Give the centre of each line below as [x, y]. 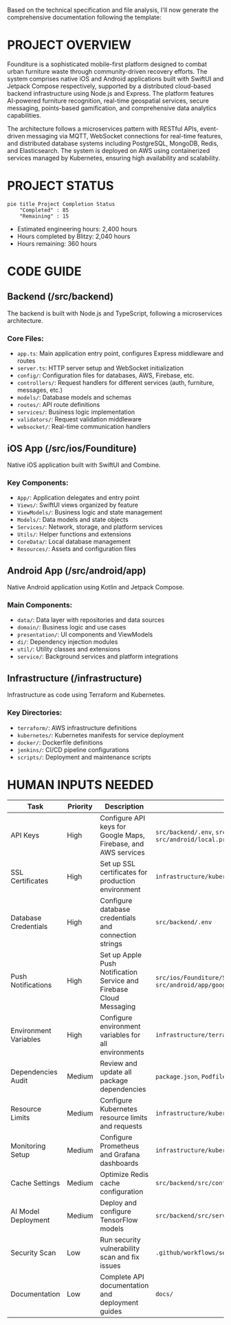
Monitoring [28, 1146]
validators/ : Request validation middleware [79, 419]
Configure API [122, 818]
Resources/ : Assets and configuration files [76, 549]
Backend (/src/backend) [60, 296]
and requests [121, 1127]
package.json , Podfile [191, 1076]
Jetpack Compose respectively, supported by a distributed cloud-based [109, 86]
